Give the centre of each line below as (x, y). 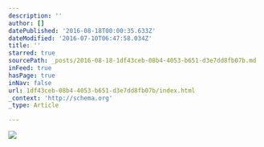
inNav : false (30, 83)
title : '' (25, 46)
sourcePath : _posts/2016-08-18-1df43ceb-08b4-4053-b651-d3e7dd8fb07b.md (132, 61)
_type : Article (34, 105)
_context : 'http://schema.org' (61, 98)
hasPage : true (32, 76)
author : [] (26, 23)
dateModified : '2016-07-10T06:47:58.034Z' (80, 38)
